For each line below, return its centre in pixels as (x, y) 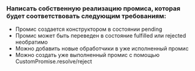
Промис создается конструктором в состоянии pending (89, 29)
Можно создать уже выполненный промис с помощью (87, 55)
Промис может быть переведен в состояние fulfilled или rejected (101, 36)
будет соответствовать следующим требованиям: (86, 16)
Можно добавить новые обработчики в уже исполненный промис (102, 49)
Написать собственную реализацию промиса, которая (94, 8)
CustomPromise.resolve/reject (53, 61)
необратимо (31, 42)
